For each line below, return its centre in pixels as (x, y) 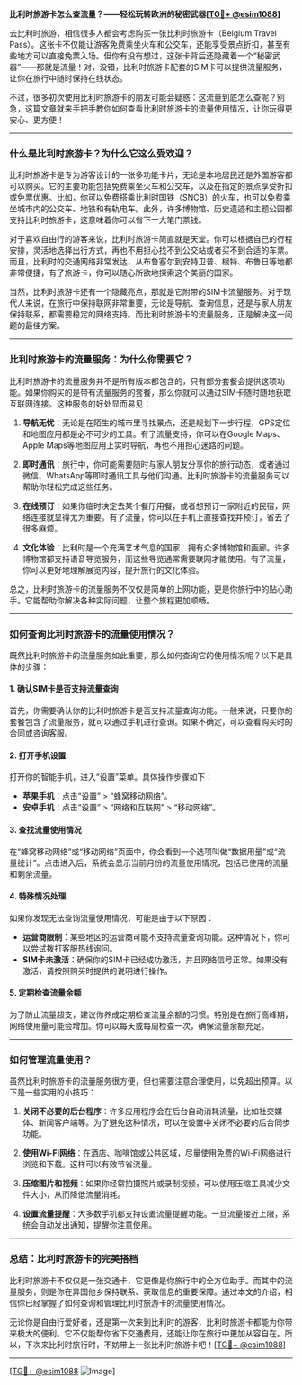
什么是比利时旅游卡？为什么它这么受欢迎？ (102, 154)
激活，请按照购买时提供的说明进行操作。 (97, 970)
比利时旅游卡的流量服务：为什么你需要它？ (102, 360)
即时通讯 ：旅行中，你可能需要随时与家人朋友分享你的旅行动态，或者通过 (156, 464)
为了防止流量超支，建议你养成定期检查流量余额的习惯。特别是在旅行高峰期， (151, 1014)
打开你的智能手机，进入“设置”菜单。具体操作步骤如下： (111, 777)
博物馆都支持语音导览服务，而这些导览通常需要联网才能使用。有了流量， (156, 558)
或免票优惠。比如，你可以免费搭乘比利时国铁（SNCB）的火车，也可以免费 (146, 198)
